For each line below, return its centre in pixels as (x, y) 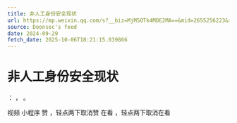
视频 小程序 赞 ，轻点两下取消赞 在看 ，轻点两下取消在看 (89, 112)
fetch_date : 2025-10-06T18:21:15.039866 (68, 40)
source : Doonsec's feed (42, 27)
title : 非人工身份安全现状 (42, 14)
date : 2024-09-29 (33, 33)
